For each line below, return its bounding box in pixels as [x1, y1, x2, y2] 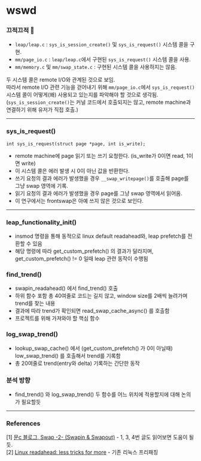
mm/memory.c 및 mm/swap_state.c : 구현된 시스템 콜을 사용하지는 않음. [14, 64, 177, 71]
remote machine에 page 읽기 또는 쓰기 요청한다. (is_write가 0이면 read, [14, 152, 185, 159]
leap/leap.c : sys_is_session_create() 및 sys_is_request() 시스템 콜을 [14, 41, 188, 48]
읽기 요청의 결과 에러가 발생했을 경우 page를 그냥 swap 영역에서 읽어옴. [14, 190, 182, 197]
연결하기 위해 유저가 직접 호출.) [6, 106, 79, 113]
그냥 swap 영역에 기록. [14, 182, 69, 189]
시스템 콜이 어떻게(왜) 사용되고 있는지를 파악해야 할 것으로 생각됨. [6, 91, 159, 98]
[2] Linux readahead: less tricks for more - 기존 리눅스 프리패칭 [6, 448, 159, 456]
